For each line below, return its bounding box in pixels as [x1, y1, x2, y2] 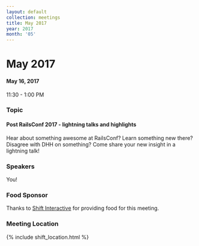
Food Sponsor [6, 191, 48, 199]
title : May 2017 [6, 20, 47, 26]
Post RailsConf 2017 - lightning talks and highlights [6, 121, 136, 128]
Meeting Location [6, 219, 59, 228]
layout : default [6, 8, 47, 15]
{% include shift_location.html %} [6, 233, 89, 241]
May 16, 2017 [6, 77, 40, 84]
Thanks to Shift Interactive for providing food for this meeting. [6, 204, 159, 212]
